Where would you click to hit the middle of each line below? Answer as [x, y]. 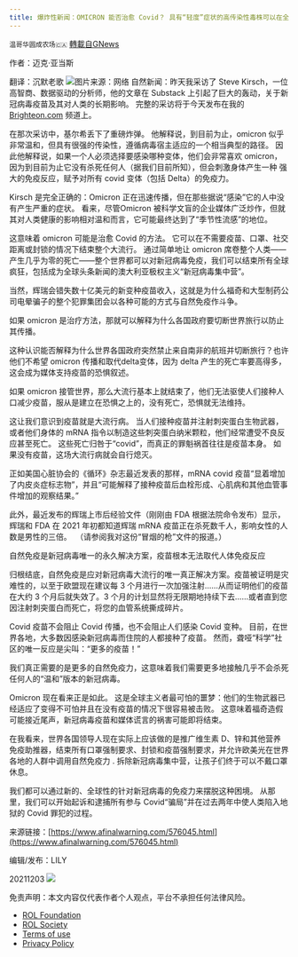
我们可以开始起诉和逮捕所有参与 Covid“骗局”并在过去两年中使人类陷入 [153, 802]
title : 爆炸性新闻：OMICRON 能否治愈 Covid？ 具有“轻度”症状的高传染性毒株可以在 [146, 17]
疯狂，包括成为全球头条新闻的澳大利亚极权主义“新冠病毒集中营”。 [129, 271]
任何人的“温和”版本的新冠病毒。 [67, 678]
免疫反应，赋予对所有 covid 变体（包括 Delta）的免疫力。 [129, 178]
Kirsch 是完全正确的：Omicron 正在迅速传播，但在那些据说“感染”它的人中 [143, 197]
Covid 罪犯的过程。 [62, 812]
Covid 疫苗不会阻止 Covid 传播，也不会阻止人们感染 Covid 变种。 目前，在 [145, 626]
